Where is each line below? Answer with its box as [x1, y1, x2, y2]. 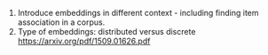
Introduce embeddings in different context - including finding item [17, 8, 259, 18]
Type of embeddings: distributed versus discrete [17, 27, 196, 36]
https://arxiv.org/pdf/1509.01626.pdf [17, 35, 151, 46]
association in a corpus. [17, 17, 106, 27]
